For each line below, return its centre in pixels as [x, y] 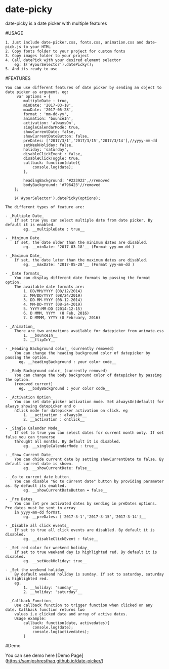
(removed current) [34, 384]
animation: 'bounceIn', [48, 118]
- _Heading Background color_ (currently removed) [60, 348]
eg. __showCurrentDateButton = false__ [66, 490]
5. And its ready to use [31, 69]
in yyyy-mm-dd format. [38, 512]
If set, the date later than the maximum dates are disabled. [81, 260]
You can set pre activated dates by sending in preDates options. [86, 503]
